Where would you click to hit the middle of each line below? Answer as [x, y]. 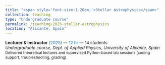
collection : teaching [28, 15]
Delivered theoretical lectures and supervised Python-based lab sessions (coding [78, 53]
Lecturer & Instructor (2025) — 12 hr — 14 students [56, 43]
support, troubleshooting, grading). [37, 58]
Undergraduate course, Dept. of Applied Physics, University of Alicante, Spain [82, 48]
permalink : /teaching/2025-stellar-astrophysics [57, 24]
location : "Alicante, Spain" [36, 29]
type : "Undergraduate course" [37, 19]
